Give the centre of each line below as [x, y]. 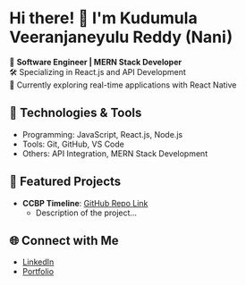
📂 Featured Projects [65, 182]
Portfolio [38, 272]
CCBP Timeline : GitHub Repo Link [85, 203]
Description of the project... [86, 213]
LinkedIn [38, 262]
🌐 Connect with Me [64, 240]
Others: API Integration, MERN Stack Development [115, 153]
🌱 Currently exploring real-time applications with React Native [123, 85]
